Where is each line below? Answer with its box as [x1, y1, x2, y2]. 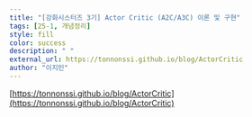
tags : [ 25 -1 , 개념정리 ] [9, 22, 92, 31]
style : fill [9, 30, 54, 39]
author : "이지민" [9, 64, 69, 73]
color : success [9, 38, 67, 48]
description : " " [9, 47, 75, 56]
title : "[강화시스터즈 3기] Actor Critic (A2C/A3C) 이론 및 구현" [9, 13, 241, 22]
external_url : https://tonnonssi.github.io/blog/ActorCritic [9, 55, 244, 64]
